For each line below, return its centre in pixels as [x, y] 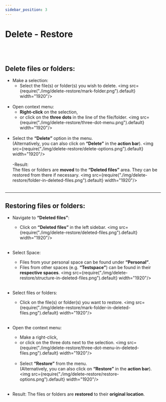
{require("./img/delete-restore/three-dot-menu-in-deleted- [79, 348]
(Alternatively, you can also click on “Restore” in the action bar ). [86, 369]
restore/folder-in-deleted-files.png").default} [58, 180]
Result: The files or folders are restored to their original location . [78, 394]
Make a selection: [30, 81]
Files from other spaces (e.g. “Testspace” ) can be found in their [85, 268]
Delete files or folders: [40, 68]
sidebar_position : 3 [26, 10]
